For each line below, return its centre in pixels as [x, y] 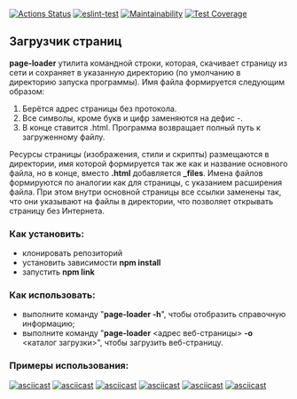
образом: [27, 91]
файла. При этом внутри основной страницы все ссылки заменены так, [145, 192]
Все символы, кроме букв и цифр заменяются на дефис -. [133, 118]
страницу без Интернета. [57, 211]
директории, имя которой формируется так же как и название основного [148, 164]
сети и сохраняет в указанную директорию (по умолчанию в [125, 72]
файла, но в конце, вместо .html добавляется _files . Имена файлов [136, 172]
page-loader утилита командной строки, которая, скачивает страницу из [148, 63]
